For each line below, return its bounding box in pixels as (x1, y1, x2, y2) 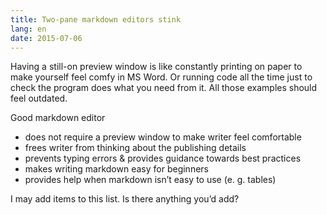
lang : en (10, 24, 47, 34)
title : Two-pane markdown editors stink (10, 14, 182, 25)
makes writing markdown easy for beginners (24, 163, 209, 175)
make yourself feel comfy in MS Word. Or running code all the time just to (10, 71, 313, 83)
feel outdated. (10, 92, 68, 105)
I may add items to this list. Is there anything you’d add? (10, 193, 240, 205)
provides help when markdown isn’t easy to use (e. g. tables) (24, 174, 277, 186)
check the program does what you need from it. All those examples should (10, 82, 318, 94)
